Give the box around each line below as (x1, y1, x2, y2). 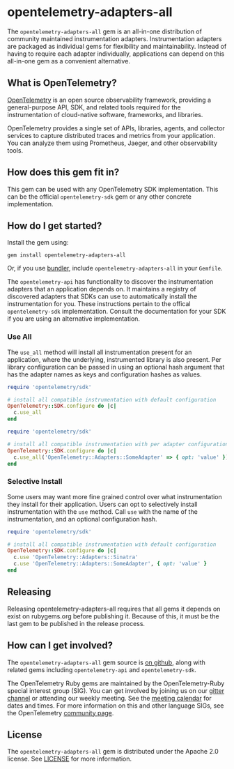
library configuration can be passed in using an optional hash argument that (7, 363, 225, 371)
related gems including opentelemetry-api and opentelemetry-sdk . (7, 665, 197, 673)
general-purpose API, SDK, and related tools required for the (7, 102, 181, 112)
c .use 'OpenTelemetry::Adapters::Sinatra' (13, 554, 139, 561)
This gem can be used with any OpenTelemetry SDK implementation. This (7, 185, 219, 193)
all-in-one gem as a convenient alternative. (7, 56, 131, 65)
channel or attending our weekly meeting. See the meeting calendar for (7, 694, 212, 702)
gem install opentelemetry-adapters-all (7, 252, 127, 259)
